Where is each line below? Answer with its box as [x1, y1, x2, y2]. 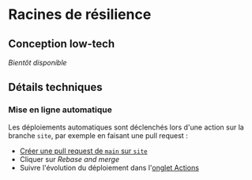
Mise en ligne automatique [8, 104, 112, 115]
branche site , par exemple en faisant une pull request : [8, 130, 188, 140]
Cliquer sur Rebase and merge [19, 154, 120, 163]
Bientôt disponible [8, 58, 67, 67]
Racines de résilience [8, 6, 152, 24]
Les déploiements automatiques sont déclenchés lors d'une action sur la [8, 122, 245, 132]
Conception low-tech [8, 37, 115, 51]
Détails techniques [8, 81, 103, 94]
